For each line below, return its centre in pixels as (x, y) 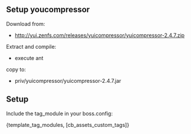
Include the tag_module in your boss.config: (60, 113)
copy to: (16, 69)
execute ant (29, 58)
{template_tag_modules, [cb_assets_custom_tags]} (68, 125)
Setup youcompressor (48, 10)
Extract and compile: (31, 46)
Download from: (26, 24)
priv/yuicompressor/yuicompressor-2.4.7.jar (68, 81)
